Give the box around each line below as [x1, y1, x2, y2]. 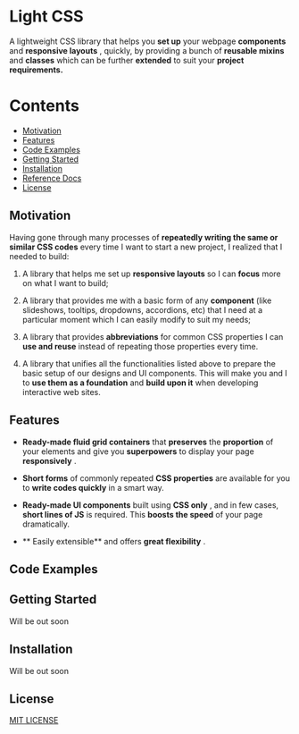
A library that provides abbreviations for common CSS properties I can [21, 331, 284, 342]
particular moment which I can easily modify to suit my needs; [21, 314, 252, 325]
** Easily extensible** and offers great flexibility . [21, 536, 206, 546]
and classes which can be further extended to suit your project [9, 55, 245, 65]
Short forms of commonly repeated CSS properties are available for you [21, 472, 290, 484]
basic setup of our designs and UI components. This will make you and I [21, 367, 287, 378]
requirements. [9, 64, 64, 75]
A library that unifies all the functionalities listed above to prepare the [21, 358, 277, 368]
